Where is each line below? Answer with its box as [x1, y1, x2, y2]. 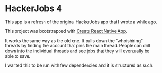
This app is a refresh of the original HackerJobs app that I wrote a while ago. [5, 19, 157, 25]
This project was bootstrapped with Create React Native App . [5, 28, 127, 34]
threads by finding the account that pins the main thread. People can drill [5, 43, 150, 48]
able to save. [5, 53, 30, 58]
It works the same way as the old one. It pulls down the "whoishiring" [5, 37, 143, 44]
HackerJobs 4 [5, 3, 62, 14]
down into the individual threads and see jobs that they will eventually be [5, 48, 150, 54]
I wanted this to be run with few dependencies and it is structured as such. [5, 62, 154, 68]
